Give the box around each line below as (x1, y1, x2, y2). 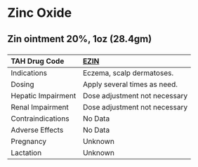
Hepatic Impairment (11, 91, 77, 100)
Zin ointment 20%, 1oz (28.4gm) (7, 33, 152, 45)
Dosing (11, 79, 34, 89)
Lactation (11, 147, 42, 157)
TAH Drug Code (11, 56, 65, 66)
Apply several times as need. (83, 79, 178, 89)
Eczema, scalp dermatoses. (83, 68, 174, 78)
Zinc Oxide (7, 5, 72, 21)
